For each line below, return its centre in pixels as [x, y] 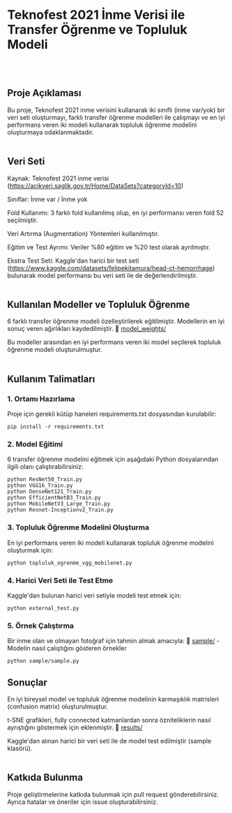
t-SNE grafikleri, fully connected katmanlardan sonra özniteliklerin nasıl [109, 720]
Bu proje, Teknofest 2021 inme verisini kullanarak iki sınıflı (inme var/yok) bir [116, 110]
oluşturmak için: [30, 550]
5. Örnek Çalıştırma [41, 626]
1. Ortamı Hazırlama [41, 398]
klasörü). [20, 748]
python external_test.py [43, 608]
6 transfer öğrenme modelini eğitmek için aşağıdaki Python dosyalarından [113, 459]
